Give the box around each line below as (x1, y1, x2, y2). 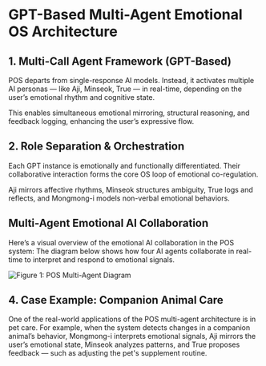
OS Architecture (8, 22, 118, 41)
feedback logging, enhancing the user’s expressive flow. (8, 117, 195, 125)
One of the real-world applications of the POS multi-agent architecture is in (8, 314, 256, 324)
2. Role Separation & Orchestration (8, 140, 185, 153)
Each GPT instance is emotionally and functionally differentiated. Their (8, 161, 241, 170)
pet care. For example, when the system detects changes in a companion (8, 323, 251, 332)
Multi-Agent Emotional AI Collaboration (8, 217, 209, 230)
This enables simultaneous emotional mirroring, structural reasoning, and (8, 108, 250, 117)
